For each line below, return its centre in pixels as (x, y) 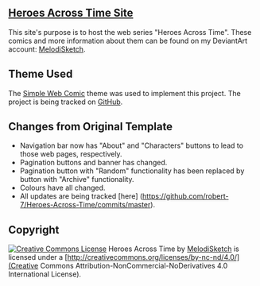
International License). (45, 274)
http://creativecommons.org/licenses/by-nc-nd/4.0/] (153, 257)
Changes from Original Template (91, 127)
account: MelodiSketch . (47, 49)
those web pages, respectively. (71, 154)
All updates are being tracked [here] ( (81, 196)
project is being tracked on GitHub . (66, 102)
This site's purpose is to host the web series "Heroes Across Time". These (130, 32)
